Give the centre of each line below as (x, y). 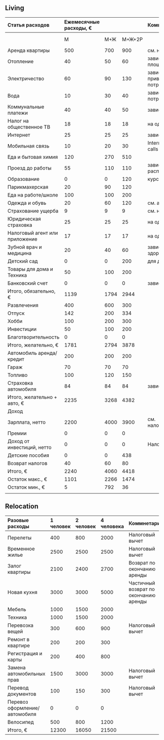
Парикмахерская (28, 187)
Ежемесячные (82, 22)
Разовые (18, 520)
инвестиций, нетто (30, 447)
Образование (24, 179)
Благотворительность (33, 337)
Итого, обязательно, (31, 291)
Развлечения (23, 305)
